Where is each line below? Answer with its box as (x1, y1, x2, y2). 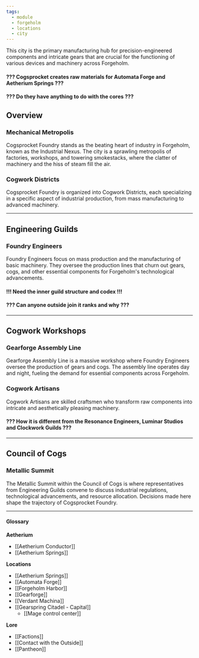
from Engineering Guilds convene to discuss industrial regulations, (6, 486, 168, 493)
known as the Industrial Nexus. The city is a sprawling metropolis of (6, 148, 172, 155)
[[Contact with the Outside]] (14, 639, 84, 646)
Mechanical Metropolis (6, 128, 74, 136)
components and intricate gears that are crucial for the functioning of (6, 53, 175, 61)
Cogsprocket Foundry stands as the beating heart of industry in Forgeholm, (6, 142, 191, 148)
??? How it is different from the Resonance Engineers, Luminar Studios (6, 418, 184, 425)
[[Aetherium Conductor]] (14, 542, 76, 549)
